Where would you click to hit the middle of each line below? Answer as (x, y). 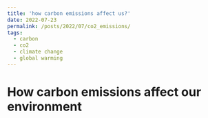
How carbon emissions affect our (104, 92)
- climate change (38, 52)
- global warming (38, 58)
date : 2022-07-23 (32, 20)
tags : (15, 33)
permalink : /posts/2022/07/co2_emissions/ (69, 26)
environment (45, 106)
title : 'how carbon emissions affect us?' (69, 13)
